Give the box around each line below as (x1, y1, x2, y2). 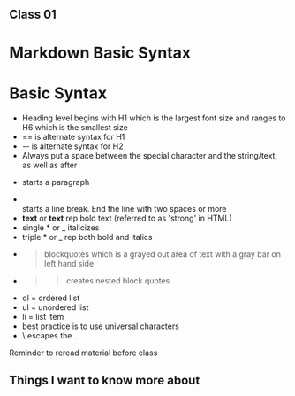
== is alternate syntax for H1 (21, 131, 125, 142)
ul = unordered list (21, 301, 89, 313)
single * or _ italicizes (21, 221, 100, 233)
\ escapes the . (21, 330, 77, 340)
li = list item (21, 311, 64, 322)
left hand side (43, 258, 95, 268)
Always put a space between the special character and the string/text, (21, 150, 278, 160)
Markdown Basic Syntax (9, 43, 192, 63)
